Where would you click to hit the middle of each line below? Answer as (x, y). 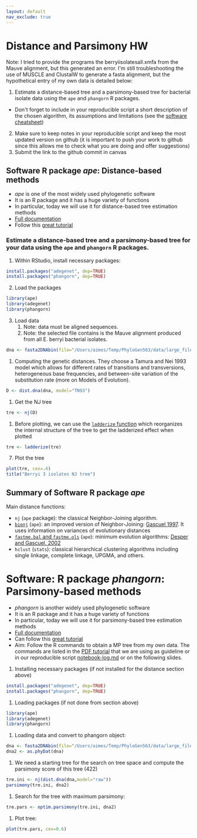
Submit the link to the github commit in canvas (71, 152)
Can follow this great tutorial (49, 639)
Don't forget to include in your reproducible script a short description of (101, 110)
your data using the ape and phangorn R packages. (78, 248)
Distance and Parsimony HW (77, 46)
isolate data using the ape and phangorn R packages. (77, 98)
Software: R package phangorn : (86, 579)
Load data (27, 321)
